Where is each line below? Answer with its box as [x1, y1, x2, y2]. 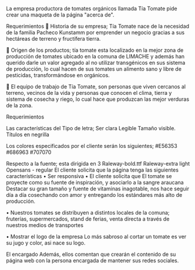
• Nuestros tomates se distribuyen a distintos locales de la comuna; [6, 209, 170, 216]
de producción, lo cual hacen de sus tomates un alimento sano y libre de [6, 65, 182, 73]
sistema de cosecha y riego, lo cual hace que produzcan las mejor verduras [6, 96, 190, 103]
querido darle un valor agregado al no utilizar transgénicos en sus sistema [6, 59, 186, 66]
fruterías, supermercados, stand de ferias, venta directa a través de [6, 215, 170, 222]
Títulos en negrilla [6, 131, 50, 138]
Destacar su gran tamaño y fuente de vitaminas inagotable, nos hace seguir [6, 185, 190, 192]
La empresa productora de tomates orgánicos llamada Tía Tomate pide [6, 5, 177, 12]
